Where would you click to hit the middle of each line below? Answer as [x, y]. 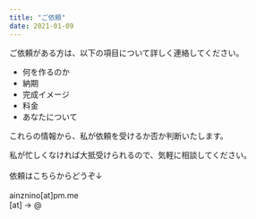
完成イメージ [46, 94]
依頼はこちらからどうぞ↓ [56, 175]
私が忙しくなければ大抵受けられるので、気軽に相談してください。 [131, 154]
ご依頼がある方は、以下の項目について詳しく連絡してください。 [127, 53]
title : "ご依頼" [38, 18]
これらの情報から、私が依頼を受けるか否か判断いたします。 [119, 136]
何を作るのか [46, 72]
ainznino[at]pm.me [44, 195]
